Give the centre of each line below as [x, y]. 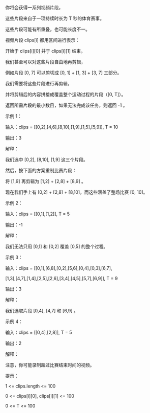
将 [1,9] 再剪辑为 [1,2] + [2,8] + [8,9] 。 [46, 181]
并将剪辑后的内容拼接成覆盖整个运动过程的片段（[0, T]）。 [66, 94]
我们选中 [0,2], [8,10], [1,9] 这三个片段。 [47, 159]
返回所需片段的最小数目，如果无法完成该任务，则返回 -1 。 [67, 105]
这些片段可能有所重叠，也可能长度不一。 [48, 29]
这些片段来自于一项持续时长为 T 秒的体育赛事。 [55, 18]
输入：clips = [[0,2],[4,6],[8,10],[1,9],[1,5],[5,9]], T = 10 [62, 127]
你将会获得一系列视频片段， [34, 7]
